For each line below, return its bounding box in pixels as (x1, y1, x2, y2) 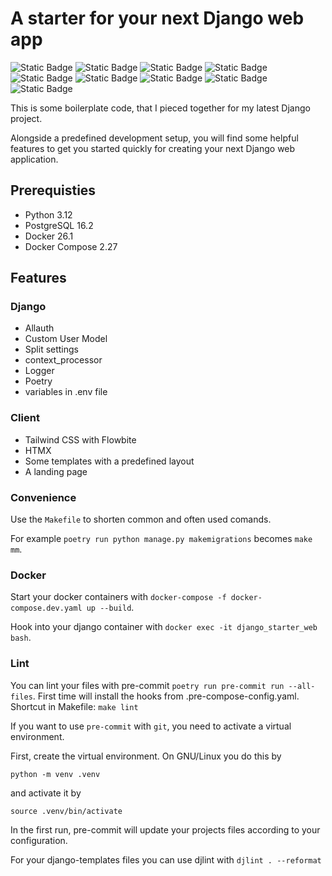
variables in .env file (24, 386, 108, 398)
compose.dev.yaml (10, 603, 83, 614)
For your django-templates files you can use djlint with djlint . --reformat (10, 853, 322, 866)
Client (10, 411, 40, 425)
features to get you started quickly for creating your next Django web (10, 142, 296, 154)
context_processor (24, 354, 103, 366)
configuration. (10, 834, 68, 846)
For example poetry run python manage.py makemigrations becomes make (10, 533, 313, 545)
